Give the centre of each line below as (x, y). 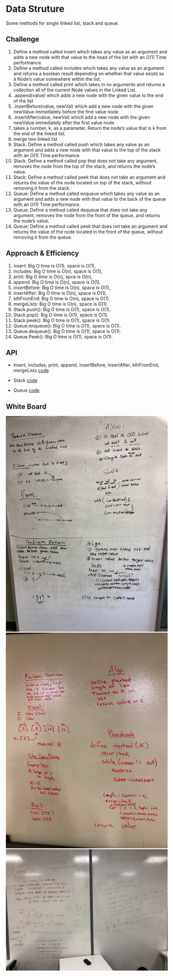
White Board (26, 406)
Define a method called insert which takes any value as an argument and (90, 51)
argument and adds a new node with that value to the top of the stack (87, 150)
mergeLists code (31, 371)
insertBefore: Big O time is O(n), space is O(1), (62, 288)
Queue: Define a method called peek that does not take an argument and (90, 226)
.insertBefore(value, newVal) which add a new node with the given (83, 106)
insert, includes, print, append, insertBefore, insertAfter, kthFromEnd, (86, 365)
